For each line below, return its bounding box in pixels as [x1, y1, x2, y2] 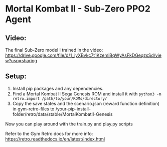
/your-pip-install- [55, 106, 91, 112]
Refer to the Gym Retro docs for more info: [5, 130, 93, 136]
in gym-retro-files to [12, 106, 55, 112]
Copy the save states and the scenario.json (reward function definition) [12, 100, 159, 106]
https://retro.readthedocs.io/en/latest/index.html [5, 136, 105, 142]
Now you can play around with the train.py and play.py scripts [5, 121, 133, 127]
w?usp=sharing [5, 58, 38, 63]
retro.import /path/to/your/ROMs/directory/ [12, 96, 107, 101]
